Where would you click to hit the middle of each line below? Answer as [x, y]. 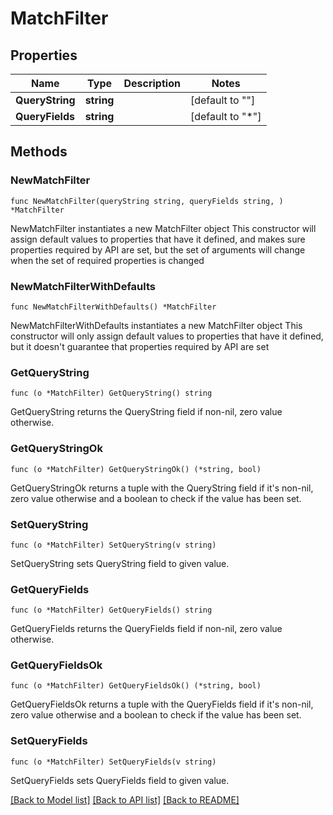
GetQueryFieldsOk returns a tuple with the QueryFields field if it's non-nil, [162, 704]
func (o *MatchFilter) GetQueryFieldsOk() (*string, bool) [136, 686]
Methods [39, 152]
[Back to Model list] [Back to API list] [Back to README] [125, 799]
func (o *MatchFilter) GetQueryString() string [111, 393]
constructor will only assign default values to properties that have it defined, [167, 336]
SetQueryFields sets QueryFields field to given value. [120, 780]
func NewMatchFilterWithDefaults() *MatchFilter [113, 307]
